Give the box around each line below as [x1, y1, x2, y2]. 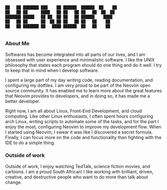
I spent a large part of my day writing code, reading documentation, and [5, 77, 153, 83]
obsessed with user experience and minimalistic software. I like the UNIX [5, 56, 155, 63]
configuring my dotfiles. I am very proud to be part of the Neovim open [5, 82, 151, 88]
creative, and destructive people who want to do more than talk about [5, 174, 149, 180]
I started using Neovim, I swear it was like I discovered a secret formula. [5, 129, 153, 135]
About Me [5, 40, 30, 47]
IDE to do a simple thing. [5, 140, 55, 146]
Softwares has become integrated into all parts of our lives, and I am [5, 51, 146, 57]
